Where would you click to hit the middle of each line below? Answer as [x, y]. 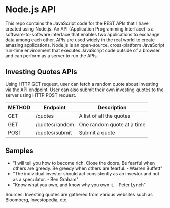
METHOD [19, 107]
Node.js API [31, 9]
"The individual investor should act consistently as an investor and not [86, 173]
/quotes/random [55, 124]
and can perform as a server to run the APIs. [52, 56]
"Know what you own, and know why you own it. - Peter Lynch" [79, 185]
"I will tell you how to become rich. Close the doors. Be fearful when [84, 163]
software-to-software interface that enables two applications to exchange [82, 34]
